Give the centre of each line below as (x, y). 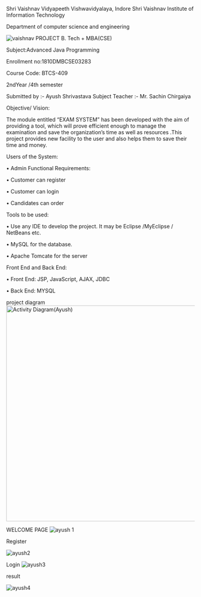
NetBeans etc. (24, 233)
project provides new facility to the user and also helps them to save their (97, 138)
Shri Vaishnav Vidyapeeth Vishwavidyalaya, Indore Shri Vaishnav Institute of (100, 9)
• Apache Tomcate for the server (47, 256)
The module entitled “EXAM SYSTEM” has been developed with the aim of (98, 120)
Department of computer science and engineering (68, 27)
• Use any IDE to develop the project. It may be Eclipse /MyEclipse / (90, 226)
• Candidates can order (35, 203)
